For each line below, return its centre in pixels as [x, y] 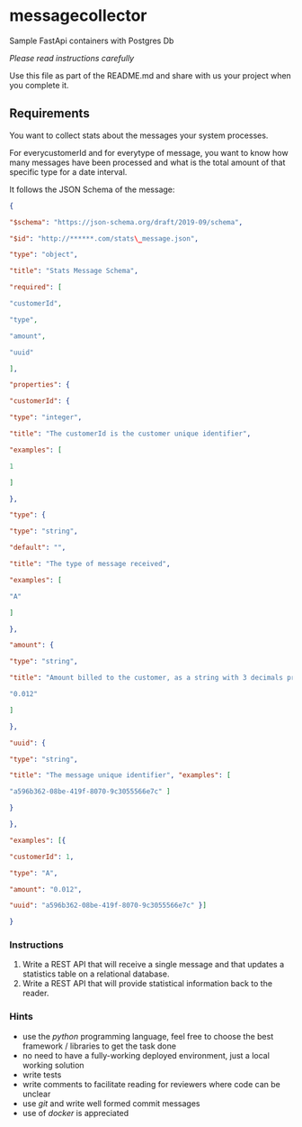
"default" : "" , [38, 548]
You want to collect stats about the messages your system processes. [139, 135]
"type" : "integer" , [46, 417]
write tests [42, 1075]
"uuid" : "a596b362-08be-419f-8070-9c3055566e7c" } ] [108, 906]
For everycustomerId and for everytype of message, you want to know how [149, 152]
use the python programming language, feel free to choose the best [148, 1036]
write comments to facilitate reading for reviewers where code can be [151, 1084]
